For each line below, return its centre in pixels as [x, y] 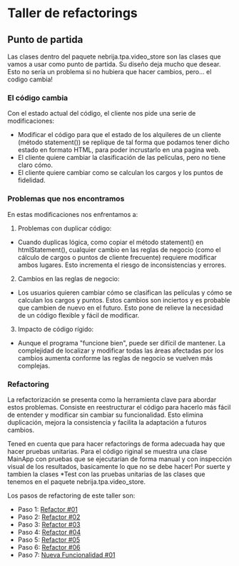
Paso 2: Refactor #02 [49, 517]
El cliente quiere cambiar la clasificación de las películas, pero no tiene [122, 158]
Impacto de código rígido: [56, 329]
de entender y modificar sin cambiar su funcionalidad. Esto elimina [105, 415]
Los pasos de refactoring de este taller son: [71, 495]
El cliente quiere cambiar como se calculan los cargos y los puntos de [120, 173]
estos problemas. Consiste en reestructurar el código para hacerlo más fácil [119, 407]
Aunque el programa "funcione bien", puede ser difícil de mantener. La [122, 343]
